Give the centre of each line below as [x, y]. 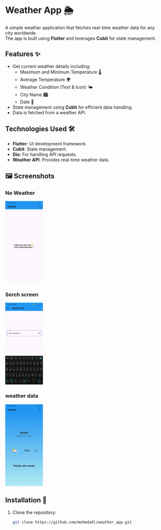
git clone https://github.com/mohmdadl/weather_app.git [72, 522]
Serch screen [22, 294]
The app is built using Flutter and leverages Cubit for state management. [81, 38]
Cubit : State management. [40, 149]
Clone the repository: [34, 512]
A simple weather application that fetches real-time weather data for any [80, 27]
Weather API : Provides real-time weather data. [61, 160]
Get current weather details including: [51, 66]
